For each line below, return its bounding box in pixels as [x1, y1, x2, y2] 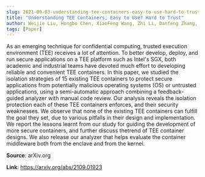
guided [6, 95, 24, 102]
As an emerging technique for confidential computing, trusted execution [6, 43, 187, 50]
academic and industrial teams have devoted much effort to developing [6, 62, 186, 70]
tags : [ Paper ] [6, 26, 43, 32]
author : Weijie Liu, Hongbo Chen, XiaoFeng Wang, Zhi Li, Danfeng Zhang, [6, 20, 198, 26]
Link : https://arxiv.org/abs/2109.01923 [6, 164, 103, 171]
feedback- [157, 88, 184, 95]
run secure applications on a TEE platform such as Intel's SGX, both [6, 56, 176, 63]
